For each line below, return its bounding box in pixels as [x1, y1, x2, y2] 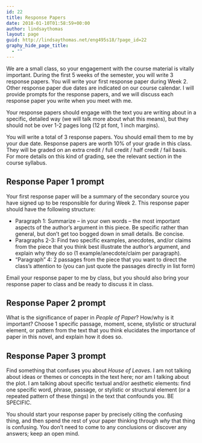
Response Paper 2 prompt [6, 298, 106, 308]
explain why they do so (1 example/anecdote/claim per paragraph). [14, 249, 181, 257]
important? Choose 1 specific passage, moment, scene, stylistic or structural [6, 320, 197, 327]
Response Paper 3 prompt [6, 350, 106, 361]
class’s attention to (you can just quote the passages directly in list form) [14, 262, 195, 269]
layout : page [6, 31, 39, 38]
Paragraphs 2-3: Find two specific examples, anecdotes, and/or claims [14, 237, 191, 244]
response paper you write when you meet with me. [6, 97, 133, 104]
